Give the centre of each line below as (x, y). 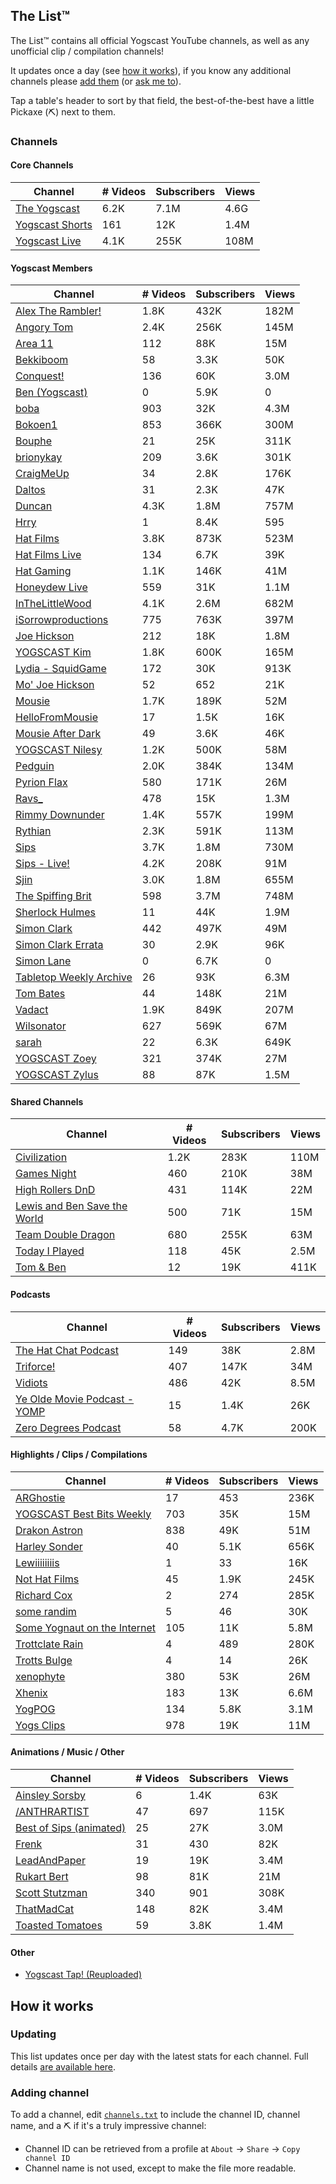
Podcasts (30, 1294)
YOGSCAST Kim (53, 652)
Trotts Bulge (44, 1660)
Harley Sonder (49, 1546)
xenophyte (40, 1676)
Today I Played (50, 1251)
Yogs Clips (40, 1725)
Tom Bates (40, 994)
